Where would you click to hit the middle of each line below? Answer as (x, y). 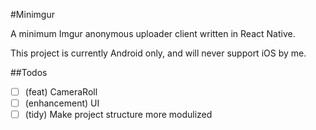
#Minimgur (32, 14)
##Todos (29, 72)
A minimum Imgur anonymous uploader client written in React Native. (153, 33)
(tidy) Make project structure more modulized (118, 115)
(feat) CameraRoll (61, 92)
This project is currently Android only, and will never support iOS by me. (158, 53)
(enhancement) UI (62, 103)
